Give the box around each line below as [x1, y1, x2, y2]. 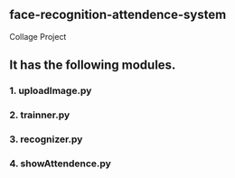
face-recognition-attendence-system [9, 7, 227, 23]
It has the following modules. [9, 58, 176, 73]
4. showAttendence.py [9, 157, 111, 170]
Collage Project [9, 31, 67, 42]
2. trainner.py [9, 108, 70, 121]
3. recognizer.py [9, 133, 83, 145]
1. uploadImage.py [9, 85, 92, 98]
